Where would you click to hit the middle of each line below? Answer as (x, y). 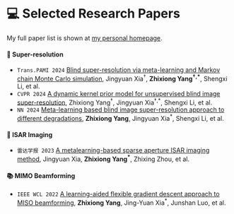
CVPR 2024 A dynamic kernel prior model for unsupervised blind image (118, 93)
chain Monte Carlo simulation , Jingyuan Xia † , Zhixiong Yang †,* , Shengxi (122, 78)
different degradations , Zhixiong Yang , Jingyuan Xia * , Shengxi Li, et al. (120, 118)
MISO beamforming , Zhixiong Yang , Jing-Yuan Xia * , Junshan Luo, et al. (121, 202)
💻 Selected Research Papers (94, 14)
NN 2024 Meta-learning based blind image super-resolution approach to (121, 109)
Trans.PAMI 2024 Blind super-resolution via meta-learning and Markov (118, 70)
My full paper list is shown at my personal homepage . (85, 38)
